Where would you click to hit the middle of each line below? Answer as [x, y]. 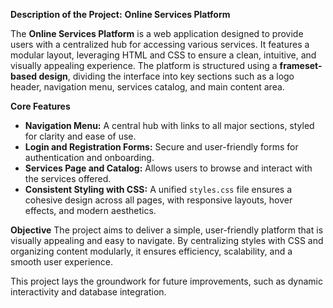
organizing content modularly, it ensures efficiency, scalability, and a [151, 251]
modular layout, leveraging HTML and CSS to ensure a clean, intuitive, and [163, 55]
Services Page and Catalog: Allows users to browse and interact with [168, 168]
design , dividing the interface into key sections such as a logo [166, 76]
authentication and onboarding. [89, 157]
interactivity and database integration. [88, 292]
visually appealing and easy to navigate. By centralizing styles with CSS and [167, 240]
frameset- [301, 65]
